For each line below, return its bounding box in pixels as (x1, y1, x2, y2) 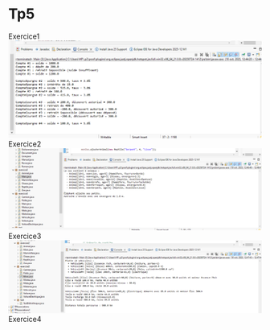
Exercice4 (8, 314, 42, 324)
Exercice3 (8, 231, 42, 241)
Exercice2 (8, 139, 42, 149)
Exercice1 (8, 31, 40, 41)
